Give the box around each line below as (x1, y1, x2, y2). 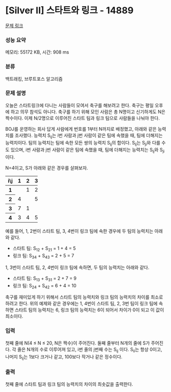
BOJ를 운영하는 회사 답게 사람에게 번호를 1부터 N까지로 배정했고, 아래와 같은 (5, 126, 157, 132)
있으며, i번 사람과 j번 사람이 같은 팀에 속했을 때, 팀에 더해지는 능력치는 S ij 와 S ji (10, 146, 165, 154)
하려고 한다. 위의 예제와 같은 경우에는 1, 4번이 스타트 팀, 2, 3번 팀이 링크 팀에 (5, 301, 158, 307)
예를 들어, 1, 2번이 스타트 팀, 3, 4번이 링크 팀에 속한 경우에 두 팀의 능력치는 (5, 228, 154, 234)
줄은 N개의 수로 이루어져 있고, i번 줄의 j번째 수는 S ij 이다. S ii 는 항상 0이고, (17, 346, 162, 354)
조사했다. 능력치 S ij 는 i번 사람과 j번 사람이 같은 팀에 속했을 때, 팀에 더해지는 (14, 132, 163, 139)
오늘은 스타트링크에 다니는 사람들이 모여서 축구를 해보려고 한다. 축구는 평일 (5, 102, 154, 108)
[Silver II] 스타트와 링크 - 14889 (5, 5, 134, 16)
